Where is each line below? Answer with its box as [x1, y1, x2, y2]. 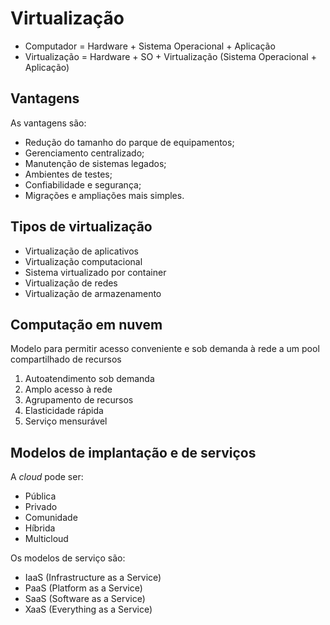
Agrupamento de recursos [24, 394, 134, 406]
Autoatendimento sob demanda [24, 373, 155, 385]
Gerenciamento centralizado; [24, 147, 145, 159]
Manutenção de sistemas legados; [24, 157, 167, 169]
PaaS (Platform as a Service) [24, 582, 143, 594]
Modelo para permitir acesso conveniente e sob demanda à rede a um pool [10, 343, 320, 355]
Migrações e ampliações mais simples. [24, 189, 185, 201]
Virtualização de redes [24, 277, 118, 289]
